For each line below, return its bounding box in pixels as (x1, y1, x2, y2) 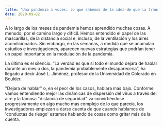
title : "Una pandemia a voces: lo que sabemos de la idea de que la (5, 7, 147, 12)
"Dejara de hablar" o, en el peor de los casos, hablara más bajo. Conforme (5, 85, 154, 91)
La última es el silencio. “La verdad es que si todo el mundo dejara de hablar (5, 60, 158, 66)
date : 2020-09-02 (5, 12, 40, 17)
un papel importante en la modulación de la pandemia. (5, 51, 114, 56)
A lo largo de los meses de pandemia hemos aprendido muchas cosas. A (5, 25, 151, 31)
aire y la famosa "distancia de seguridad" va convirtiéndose (5, 95, 125, 101)
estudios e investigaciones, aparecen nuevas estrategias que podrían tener (5, 46, 155, 52)
